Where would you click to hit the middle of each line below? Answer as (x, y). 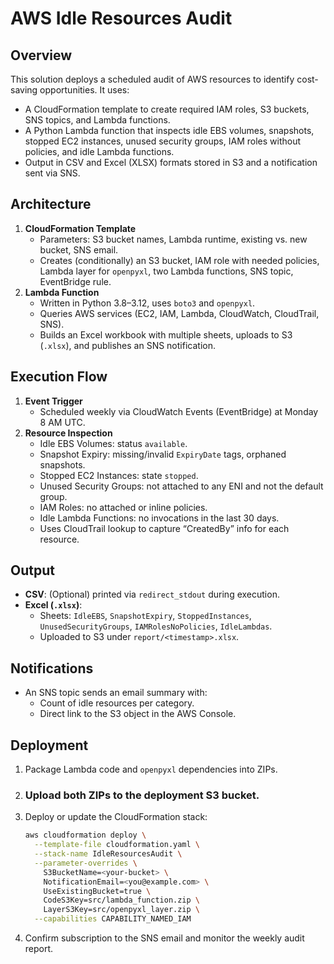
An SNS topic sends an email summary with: (116, 693)
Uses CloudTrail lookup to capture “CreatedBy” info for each (164, 528)
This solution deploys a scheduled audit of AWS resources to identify (152, 79)
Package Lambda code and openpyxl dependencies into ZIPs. (151, 769)
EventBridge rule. (75, 281)
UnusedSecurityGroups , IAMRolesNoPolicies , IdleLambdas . (156, 626)
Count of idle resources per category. (117, 703)
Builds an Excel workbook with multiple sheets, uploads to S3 (166, 334)
